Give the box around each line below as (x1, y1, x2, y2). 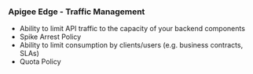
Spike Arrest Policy (19, 32, 82, 41)
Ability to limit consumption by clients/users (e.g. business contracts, (19, 41, 244, 50)
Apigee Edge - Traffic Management (8, 6, 145, 17)
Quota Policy (19, 57, 61, 66)
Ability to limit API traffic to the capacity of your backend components (19, 24, 246, 33)
